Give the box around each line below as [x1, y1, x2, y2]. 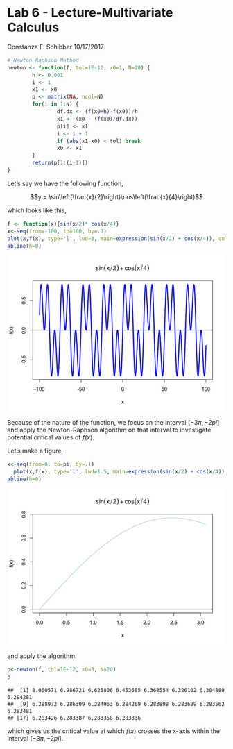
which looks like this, [7, 206, 67, 214]
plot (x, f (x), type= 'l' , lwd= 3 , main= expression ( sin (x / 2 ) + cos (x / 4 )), [7, 235, 216, 242]
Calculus [7, 19, 60, 35]
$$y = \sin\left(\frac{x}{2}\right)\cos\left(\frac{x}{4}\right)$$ [30, 192, 203, 201]
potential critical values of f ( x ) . [7, 433, 95, 441]
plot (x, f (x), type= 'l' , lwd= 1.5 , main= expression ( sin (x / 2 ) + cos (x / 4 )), [13, 469, 228, 476]
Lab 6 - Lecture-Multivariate [7, 5, 173, 21]
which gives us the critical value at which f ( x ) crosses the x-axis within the [7, 727, 221, 735]
